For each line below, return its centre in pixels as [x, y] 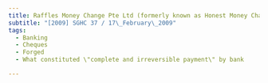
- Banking [32, 38]
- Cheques [32, 45]
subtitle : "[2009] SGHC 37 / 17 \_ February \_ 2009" [93, 23]
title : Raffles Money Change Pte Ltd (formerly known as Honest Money [128, 15]
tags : [17, 30]
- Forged [30, 52]
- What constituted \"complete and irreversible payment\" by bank [130, 60]
